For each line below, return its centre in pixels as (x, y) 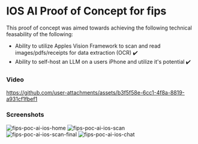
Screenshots (25, 114)
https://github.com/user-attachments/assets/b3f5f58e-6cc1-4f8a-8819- (95, 93)
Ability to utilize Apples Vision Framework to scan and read (88, 46)
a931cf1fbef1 (22, 99)
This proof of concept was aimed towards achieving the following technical (99, 28)
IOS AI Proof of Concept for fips (86, 11)
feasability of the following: (40, 34)
